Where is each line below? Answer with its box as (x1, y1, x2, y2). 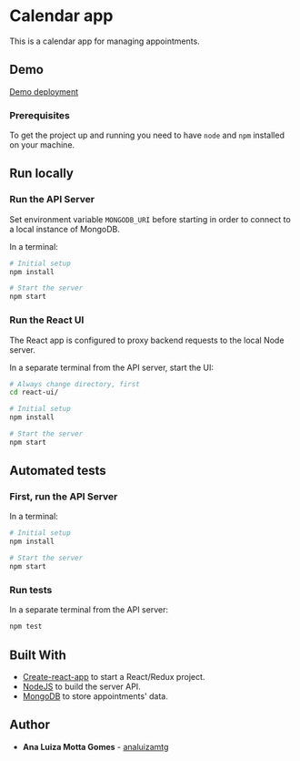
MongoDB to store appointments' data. (22, 690, 168, 702)
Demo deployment (9, 86, 79, 97)
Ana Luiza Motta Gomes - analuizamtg (22, 741, 169, 752)
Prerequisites (9, 108, 70, 121)
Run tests (9, 583, 53, 596)
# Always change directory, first (9, 379, 141, 388)
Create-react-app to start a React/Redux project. (22, 671, 205, 682)
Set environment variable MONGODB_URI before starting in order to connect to (9, 213, 291, 224)
